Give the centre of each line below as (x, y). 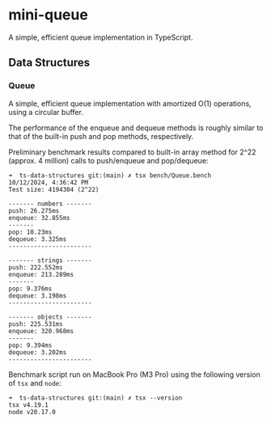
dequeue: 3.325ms (38, 239)
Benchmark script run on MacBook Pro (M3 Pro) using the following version (134, 374)
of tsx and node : (35, 383)
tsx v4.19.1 (28, 405)
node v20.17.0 (32, 412)
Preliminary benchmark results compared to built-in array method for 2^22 (132, 152)
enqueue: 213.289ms (41, 274)
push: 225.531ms (36, 324)
